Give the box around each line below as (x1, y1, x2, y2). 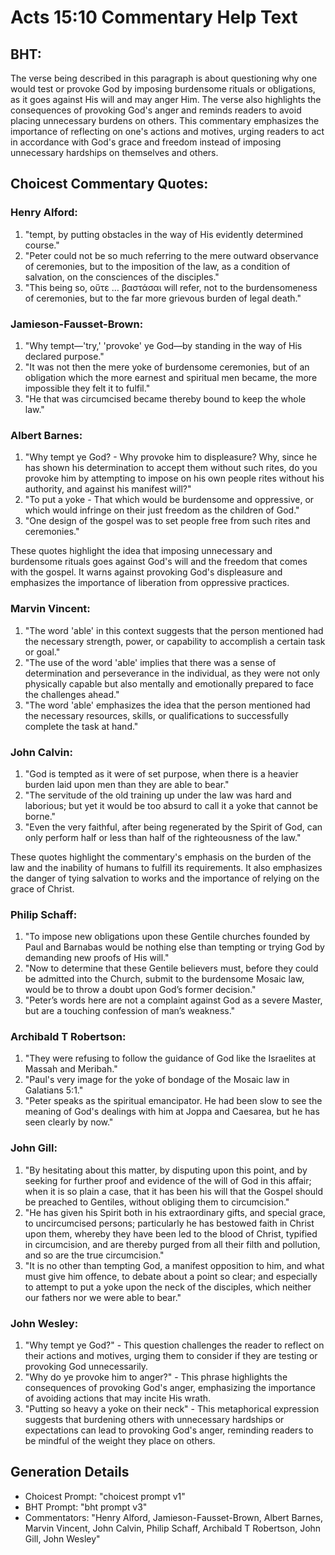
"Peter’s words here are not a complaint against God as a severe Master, (24, 994, 323, 1006)
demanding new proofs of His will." (24, 952, 170, 964)
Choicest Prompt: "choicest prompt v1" (24, 1490, 186, 1502)
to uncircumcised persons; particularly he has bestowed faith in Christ (24, 1217, 315, 1229)
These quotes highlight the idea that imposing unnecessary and (10, 545, 273, 557)
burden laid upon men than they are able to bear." (24, 778, 230, 790)
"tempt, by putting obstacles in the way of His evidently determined (24, 228, 303, 240)
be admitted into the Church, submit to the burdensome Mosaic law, (24, 973, 305, 985)
